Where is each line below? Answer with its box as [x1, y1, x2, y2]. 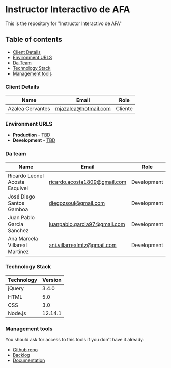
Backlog [12, 352, 30, 358]
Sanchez [8, 227, 29, 234]
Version [42, 276, 62, 283]
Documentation [12, 357, 45, 363]
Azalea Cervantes [8, 105, 50, 112]
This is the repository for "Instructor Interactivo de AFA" [5, 20, 122, 27]
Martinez [8, 248, 30, 255]
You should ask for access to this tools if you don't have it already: [5, 337, 145, 343]
